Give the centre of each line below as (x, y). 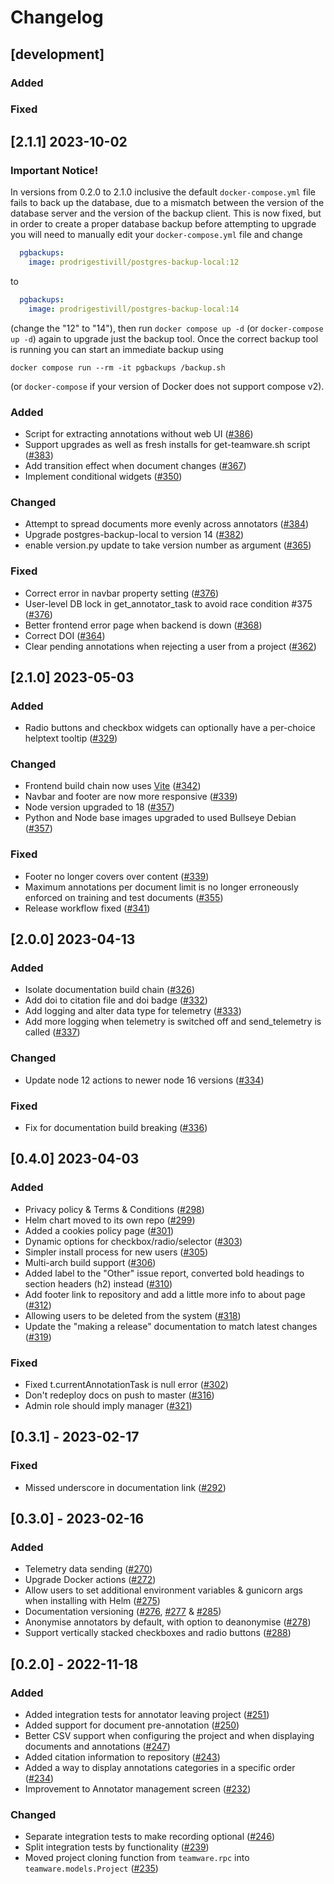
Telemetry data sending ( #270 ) (88, 1569)
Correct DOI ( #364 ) (65, 635)
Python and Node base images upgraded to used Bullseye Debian (160, 818)
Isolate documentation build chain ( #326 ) (109, 990)
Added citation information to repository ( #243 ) (122, 1757)
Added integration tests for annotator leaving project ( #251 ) (147, 1715)
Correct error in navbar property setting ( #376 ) (122, 593)
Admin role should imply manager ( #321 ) (108, 1406)
